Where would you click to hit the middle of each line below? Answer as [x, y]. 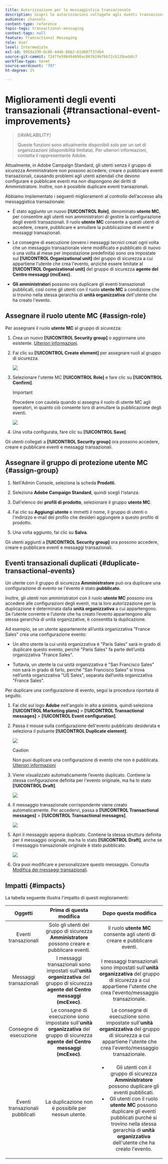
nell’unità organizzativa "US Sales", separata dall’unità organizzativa [82, 675]
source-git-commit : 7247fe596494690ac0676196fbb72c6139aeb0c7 [71, 56]
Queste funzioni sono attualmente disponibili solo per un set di [82, 145]
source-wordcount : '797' [31, 66]
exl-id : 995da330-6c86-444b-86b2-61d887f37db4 [54, 52]
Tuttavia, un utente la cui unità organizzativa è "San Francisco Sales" [83, 665]
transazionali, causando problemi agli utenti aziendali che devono [72, 176]
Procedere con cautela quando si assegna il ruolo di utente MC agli [81, 402]
